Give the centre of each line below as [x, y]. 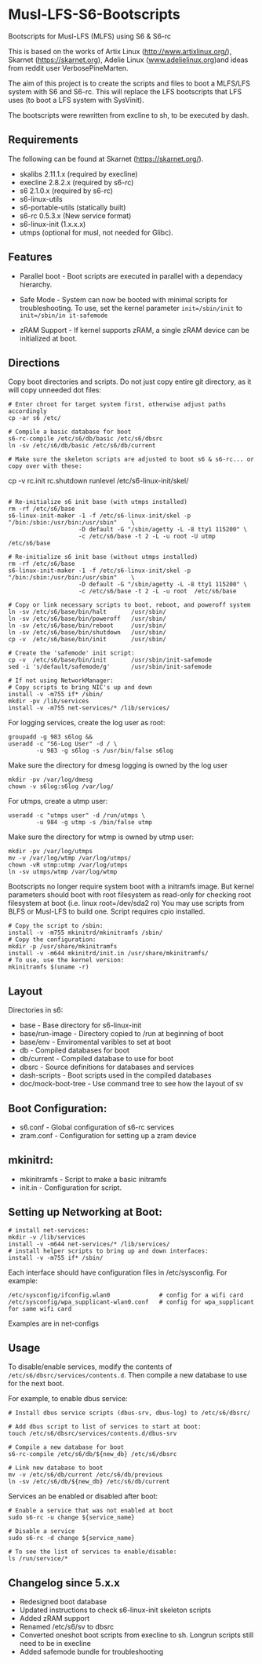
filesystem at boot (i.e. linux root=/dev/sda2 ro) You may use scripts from [126, 903]
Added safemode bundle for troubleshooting [91, 1652]
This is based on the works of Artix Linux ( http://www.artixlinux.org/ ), [120, 51]
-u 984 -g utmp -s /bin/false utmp [95, 823]
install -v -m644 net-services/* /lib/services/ [89, 1244]
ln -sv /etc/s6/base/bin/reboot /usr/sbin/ [87, 626]
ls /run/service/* [38, 1559]
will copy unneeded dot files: [55, 390]
